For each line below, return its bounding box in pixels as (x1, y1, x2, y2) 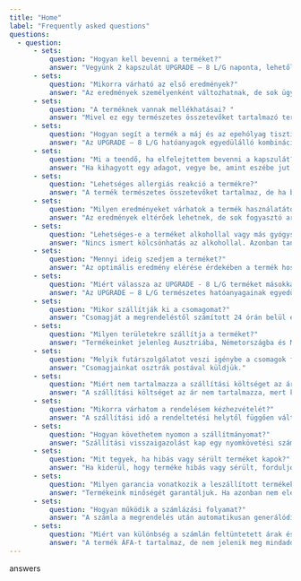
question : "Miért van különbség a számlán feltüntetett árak (48, 530, 282, 539)
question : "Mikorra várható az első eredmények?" (48, 80, 239, 89)
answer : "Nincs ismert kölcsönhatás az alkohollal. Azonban (48, 238, 279, 247)
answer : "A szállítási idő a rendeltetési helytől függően (48, 413, 275, 422)
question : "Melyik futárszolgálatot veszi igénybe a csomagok (48, 355, 287, 364)
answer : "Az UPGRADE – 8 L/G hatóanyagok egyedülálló (48, 138, 254, 147)
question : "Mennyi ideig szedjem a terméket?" (48, 255, 227, 264)
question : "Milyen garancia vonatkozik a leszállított (48, 480, 258, 489)
